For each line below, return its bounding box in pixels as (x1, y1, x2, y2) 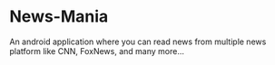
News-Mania (9, 6, 109, 27)
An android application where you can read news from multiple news (9, 36, 267, 47)
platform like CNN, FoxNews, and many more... (9, 45, 184, 56)
